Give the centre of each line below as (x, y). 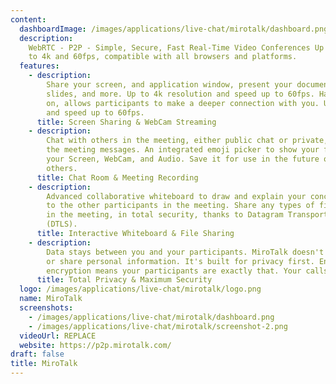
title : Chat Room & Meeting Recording (117, 177)
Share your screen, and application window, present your (169, 85)
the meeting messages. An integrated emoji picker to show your (183, 150)
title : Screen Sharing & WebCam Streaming (126, 122)
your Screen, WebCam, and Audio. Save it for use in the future (183, 159)
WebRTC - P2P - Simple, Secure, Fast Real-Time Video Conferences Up (176, 47)
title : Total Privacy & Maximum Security (124, 280)
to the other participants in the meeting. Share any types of (180, 206)
